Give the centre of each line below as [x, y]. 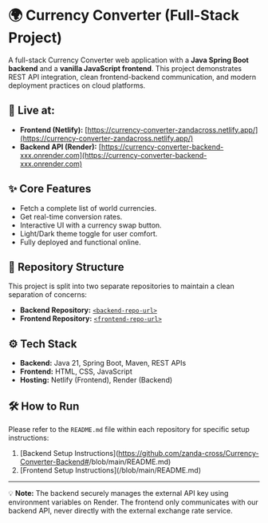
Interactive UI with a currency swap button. [91, 225]
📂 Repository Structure [66, 267]
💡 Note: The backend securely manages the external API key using [118, 493]
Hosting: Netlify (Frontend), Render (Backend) [96, 380]
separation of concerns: [48, 295]
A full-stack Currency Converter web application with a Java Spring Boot [128, 60]
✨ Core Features [50, 189]
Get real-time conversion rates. [71, 216]
